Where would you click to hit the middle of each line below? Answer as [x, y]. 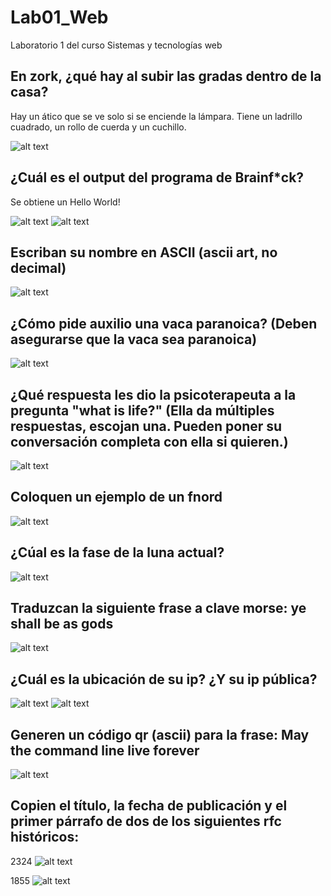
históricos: [45, 837]
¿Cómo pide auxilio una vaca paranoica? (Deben [164, 323]
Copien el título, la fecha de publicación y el [149, 806]
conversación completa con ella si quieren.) [149, 441]
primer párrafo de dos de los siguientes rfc [146, 821]
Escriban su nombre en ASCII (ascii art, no [144, 252]
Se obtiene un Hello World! [65, 202]
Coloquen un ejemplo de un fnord [116, 497]
